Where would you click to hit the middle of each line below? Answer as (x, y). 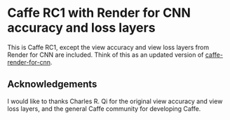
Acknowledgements (52, 85)
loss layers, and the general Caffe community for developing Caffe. (104, 108)
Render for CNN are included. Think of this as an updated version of (106, 55)
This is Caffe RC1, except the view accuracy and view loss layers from (108, 47)
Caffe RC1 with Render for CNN (99, 13)
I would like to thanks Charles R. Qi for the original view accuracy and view (115, 101)
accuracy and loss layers (81, 28)
